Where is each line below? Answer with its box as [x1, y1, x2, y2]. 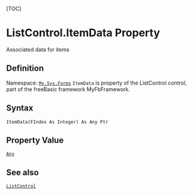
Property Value [6, 135, 64, 145]
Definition [6, 63, 44, 74]
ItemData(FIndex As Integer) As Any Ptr [6, 119, 109, 125]
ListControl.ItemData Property [6, 26, 161, 40]
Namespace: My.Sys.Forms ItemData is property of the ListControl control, [6, 79, 187, 86]
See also [6, 167, 39, 178]
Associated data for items [6, 46, 70, 53]
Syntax [6, 103, 34, 113]
